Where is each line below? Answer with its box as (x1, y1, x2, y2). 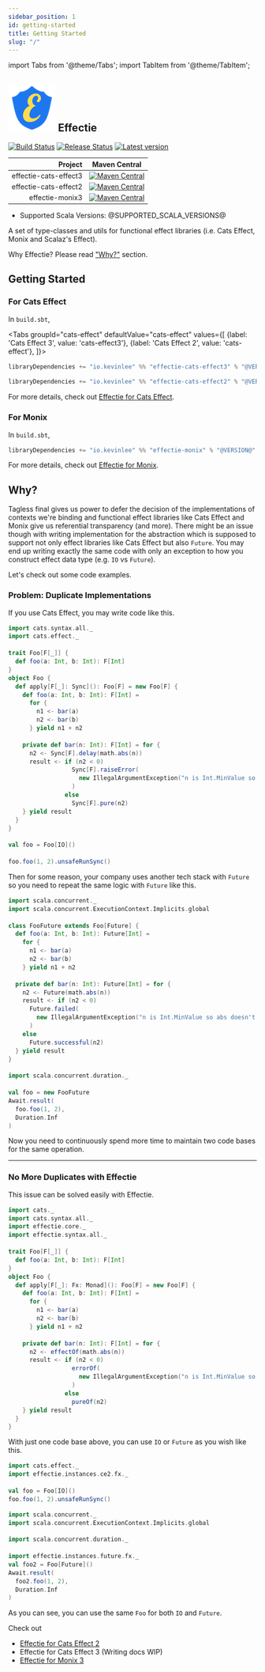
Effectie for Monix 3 (19, 1655, 84, 1665)
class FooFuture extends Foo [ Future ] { (8, 921, 140, 929)
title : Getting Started (8, 29, 87, 37)
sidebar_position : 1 (8, 13, 77, 21)
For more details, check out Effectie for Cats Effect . (8, 392, 175, 402)
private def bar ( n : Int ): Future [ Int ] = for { (15, 980, 171, 988)
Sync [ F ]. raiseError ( (71, 766, 140, 774)
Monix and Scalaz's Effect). (8, 234, 98, 244)
